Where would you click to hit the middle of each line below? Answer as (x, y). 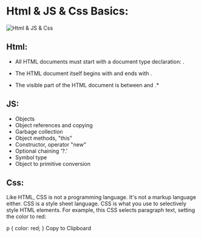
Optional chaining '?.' (41, 151)
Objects (25, 119)
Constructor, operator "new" (51, 144)
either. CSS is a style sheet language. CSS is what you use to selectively (96, 203)
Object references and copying (54, 125)
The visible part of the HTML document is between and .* (87, 85)
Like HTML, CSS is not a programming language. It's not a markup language (101, 197)
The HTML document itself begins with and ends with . (84, 73)
